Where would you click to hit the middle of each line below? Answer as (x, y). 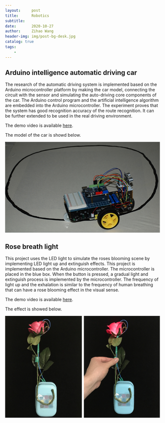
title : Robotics (27, 16)
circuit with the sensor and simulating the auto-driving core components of (81, 95)
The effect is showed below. (34, 309)
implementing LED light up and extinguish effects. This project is (70, 264)
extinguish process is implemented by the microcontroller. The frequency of (82, 279)
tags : (11, 47)
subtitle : (15, 21)
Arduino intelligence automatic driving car (71, 73)
